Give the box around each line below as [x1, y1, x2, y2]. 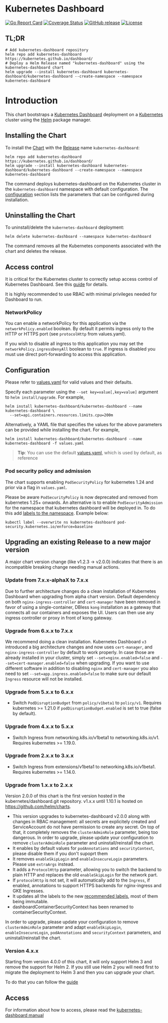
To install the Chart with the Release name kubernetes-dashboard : [5, 144, 140, 150]
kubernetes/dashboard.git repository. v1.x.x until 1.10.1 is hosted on [5, 798, 143, 804]
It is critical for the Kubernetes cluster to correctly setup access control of [5, 276, 158, 282]
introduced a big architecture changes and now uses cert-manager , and [5, 644, 153, 650]
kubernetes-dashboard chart [5, 65, 64, 70]
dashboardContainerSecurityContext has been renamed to [12, 904, 134, 910]
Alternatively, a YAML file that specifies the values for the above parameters [5, 422, 162, 428]
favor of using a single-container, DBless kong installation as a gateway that [5, 604, 160, 610]
